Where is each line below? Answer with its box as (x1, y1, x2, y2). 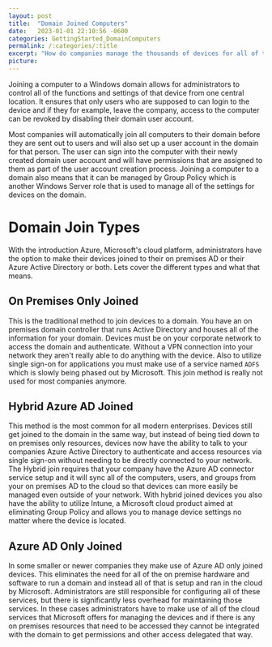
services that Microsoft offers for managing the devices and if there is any (8, 613, 256, 623)
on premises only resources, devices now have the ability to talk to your (8, 439, 249, 448)
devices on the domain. (8, 190, 87, 199)
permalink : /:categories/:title (8, 42, 117, 50)
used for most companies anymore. (8, 376, 127, 386)
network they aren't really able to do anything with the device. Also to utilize (8, 350, 261, 360)
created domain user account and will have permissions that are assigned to (8, 155, 263, 165)
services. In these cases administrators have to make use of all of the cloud (8, 604, 261, 614)
